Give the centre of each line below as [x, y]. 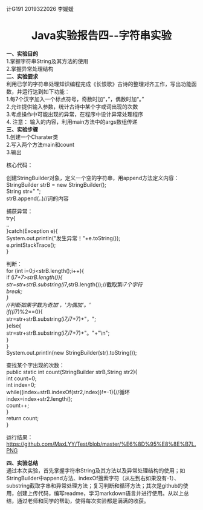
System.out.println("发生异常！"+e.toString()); [63, 238]
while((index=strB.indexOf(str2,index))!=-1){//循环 [68, 392]
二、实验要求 [22, 76]
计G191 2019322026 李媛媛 [40, 9]
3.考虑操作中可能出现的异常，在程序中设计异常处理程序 [75, 114]
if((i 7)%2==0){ [24, 312]
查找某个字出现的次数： [35, 365]
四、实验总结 [22, 463]
